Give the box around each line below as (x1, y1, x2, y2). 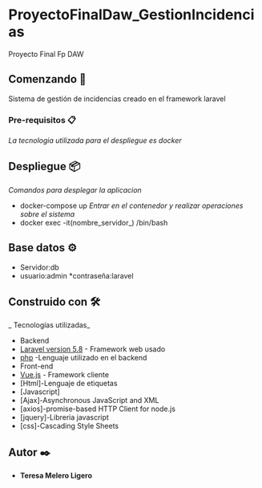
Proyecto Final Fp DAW (8, 49, 84, 59)
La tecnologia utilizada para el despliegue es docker (8, 136, 182, 145)
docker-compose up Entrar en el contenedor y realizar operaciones (19, 201, 244, 210)
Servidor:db (19, 262, 60, 272)
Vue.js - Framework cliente (19, 370, 110, 380)
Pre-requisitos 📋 (8, 114, 76, 125)
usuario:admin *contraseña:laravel (19, 270, 134, 280)
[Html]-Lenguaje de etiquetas (19, 379, 118, 388)
